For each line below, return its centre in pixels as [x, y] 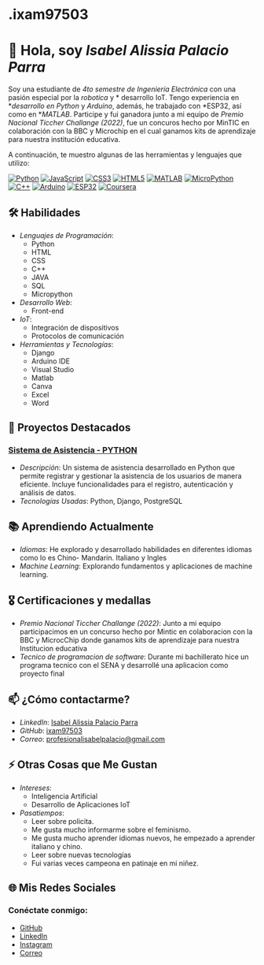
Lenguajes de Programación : [66, 235]
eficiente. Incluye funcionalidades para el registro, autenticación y [126, 484]
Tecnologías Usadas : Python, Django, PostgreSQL [101, 501]
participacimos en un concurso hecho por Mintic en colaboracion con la [136, 632]
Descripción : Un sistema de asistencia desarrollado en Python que [127, 468]
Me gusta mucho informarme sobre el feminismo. [111, 829]
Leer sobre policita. [62, 821]
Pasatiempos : [42, 813]
